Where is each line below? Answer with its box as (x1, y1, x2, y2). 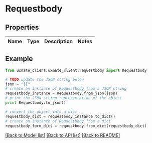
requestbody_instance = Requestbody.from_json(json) (5, 91, 118, 96)
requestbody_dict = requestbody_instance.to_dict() (5, 114, 115, 119)
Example (5, 55, 33, 63)
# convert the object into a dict (5, 109, 78, 114)
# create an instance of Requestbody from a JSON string (5, 86, 127, 91)
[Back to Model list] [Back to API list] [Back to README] (5, 132, 120, 138)
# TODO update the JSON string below (5, 77, 84, 82)
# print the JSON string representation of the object (5, 96, 122, 101)
